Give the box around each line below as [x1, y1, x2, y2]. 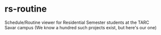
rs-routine [4, 3, 47, 15]
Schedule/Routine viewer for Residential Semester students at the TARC [4, 19, 150, 25]
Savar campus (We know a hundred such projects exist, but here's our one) [4, 24, 157, 30]
